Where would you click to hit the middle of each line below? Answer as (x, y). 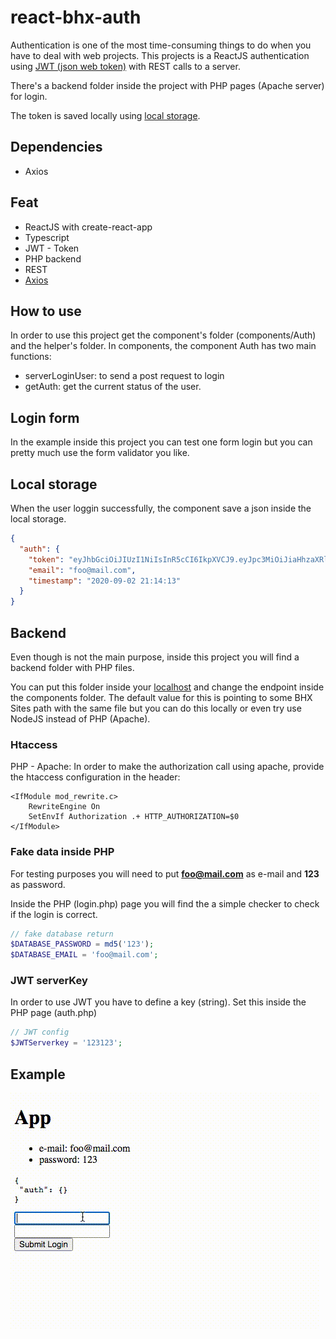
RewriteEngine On (64, 807)
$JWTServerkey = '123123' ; (66, 1043)
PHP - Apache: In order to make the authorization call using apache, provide (167, 767)
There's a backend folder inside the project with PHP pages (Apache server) (167, 85)
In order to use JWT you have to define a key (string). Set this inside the (158, 1002)
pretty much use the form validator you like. (100, 453)
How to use (46, 311)
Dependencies (56, 147)
